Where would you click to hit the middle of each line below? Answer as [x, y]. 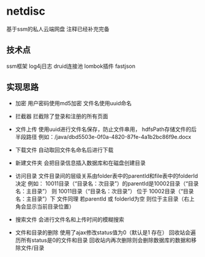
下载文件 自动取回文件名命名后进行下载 [64, 150]
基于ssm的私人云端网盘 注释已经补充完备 [58, 29]
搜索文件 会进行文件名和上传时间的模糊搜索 [69, 219]
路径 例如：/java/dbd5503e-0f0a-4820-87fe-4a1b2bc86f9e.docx [109, 136]
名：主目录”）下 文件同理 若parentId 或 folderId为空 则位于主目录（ [99, 199]
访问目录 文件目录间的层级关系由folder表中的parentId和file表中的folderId [106, 176]
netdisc [26, 11]
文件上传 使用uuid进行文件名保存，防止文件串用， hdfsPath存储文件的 [103, 129]
